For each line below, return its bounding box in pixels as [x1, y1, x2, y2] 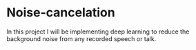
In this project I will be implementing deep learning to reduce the [6, 27, 190, 36]
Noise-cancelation [6, 5, 115, 21]
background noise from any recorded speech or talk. [6, 34, 157, 42]
